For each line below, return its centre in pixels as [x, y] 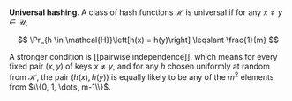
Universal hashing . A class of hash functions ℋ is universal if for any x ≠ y [146, 12]
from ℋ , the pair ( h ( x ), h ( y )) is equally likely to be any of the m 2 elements [142, 76]
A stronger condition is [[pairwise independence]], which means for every [143, 57]
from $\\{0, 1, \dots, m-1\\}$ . [60, 87]
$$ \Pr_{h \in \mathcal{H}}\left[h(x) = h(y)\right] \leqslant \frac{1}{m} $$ [148, 40]
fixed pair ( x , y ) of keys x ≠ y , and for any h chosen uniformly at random [140, 66]
